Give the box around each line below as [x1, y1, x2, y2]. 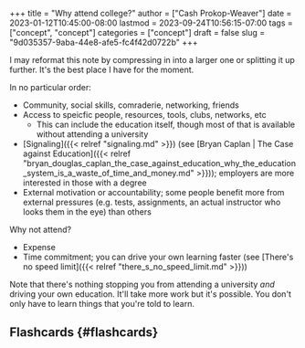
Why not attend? [9, 224, 71, 235]
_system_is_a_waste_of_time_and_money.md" [22, 168, 195, 178]
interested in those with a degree [22, 177, 148, 188]
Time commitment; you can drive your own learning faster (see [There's [22, 251, 294, 262]
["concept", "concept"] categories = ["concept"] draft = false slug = [9, 27, 266, 37]
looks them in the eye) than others [22, 206, 152, 217]
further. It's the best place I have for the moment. [9, 64, 195, 75]
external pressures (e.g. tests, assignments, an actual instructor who [22, 196, 281, 207]
